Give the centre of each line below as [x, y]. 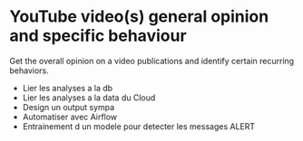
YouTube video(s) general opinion [139, 17]
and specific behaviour [98, 36]
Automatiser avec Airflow [70, 117]
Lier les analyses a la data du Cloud [89, 98]
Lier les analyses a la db [68, 88]
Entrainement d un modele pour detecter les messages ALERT [139, 126]
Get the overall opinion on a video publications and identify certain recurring [152, 61]
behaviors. [29, 70]
